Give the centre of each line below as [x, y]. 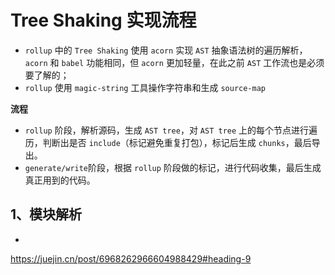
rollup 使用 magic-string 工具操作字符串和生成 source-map [145, 87]
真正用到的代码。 [60, 180]
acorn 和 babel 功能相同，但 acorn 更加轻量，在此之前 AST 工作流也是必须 [174, 62]
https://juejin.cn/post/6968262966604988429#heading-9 [131, 258]
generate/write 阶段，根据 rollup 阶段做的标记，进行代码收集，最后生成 [173, 167]
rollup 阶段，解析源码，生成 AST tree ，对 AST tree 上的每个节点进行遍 [171, 130]
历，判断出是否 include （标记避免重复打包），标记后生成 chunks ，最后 [168, 142]
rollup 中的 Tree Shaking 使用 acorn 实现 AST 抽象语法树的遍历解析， [166, 50]
